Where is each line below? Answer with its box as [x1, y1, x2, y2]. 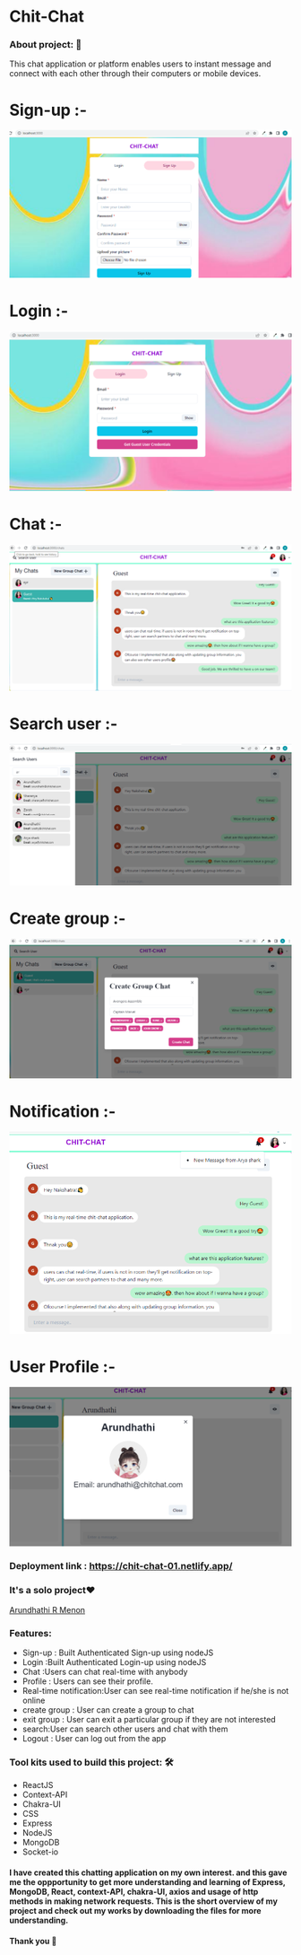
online [21, 1695, 46, 1706]
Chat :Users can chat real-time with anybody [21, 1667, 188, 1678]
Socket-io [21, 1846, 59, 1857]
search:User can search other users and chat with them [21, 1723, 228, 1734]
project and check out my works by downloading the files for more [9, 1905, 262, 1916]
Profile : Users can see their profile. [21, 1676, 154, 1687]
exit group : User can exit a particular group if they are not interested [21, 1714, 276, 1725]
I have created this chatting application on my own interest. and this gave [9, 1867, 288, 1878]
